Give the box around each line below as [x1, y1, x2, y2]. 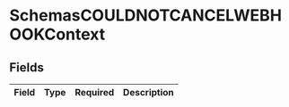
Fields [9, 60, 45, 75]
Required [74, 86, 115, 98]
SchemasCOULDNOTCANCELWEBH [9, 5, 283, 26]
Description [122, 86, 175, 98]
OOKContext [9, 24, 106, 45]
